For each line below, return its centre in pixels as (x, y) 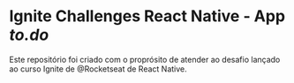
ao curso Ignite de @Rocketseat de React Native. (98, 69)
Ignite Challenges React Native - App (147, 16)
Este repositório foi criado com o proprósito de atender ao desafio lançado (145, 59)
